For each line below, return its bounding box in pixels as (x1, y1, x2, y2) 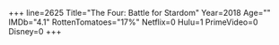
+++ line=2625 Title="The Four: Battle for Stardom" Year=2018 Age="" (8, 8, 271, 18)
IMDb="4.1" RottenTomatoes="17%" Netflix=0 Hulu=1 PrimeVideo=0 (8, 17, 258, 27)
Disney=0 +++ (8, 26, 62, 36)
